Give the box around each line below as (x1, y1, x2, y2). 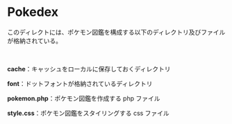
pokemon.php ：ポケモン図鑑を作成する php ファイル (7, 94, 160, 103)
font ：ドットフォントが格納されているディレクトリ (7, 79, 153, 87)
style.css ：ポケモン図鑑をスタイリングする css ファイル (7, 109, 170, 117)
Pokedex (7, 4, 59, 20)
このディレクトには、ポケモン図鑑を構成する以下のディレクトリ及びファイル (7, 28, 226, 36)
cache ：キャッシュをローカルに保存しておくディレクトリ (7, 64, 171, 73)
